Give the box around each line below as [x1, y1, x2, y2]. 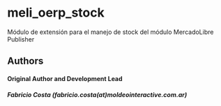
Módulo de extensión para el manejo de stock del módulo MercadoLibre [7, 28, 214, 36]
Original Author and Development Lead [7, 74, 123, 82]
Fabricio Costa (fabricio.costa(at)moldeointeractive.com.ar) [7, 90, 188, 98]
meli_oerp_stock [7, 5, 105, 21]
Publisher [7, 35, 35, 43]
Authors [7, 55, 44, 67]
